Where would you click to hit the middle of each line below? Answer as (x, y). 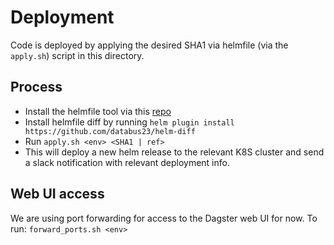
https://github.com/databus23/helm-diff (110, 131)
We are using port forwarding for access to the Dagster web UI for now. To (164, 218)
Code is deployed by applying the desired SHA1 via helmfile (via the (149, 45)
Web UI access (57, 194)
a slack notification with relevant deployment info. (127, 162)
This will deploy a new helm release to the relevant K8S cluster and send (174, 152)
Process (36, 87)
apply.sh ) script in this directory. (77, 55)
